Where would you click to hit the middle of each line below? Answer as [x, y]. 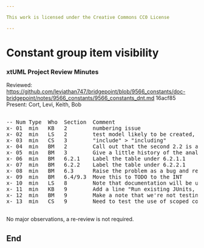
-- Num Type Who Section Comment [61, 122]
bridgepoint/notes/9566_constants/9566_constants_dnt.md [80, 98]
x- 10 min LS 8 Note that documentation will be [99, 183]
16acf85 [166, 98]
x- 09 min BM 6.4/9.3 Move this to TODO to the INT [94, 177]
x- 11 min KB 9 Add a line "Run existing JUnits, [101, 189]
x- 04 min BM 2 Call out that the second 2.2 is [99, 147]
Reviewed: [19, 85]
